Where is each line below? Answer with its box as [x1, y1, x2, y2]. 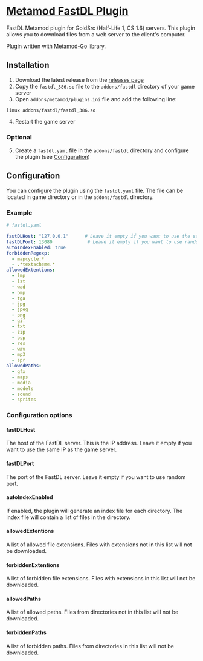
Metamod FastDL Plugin [6, 4, 129, 18]
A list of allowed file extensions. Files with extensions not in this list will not [6, 541, 192, 548]
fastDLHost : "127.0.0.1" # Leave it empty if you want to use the [6, 233, 190, 240]
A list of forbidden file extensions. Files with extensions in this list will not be [6, 575, 196, 582]
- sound [11, 391, 31, 397]
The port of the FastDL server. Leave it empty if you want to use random [6, 473, 186, 480]
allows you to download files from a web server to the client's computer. [6, 30, 186, 38]
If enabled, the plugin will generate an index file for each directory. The [6, 507, 183, 514]
